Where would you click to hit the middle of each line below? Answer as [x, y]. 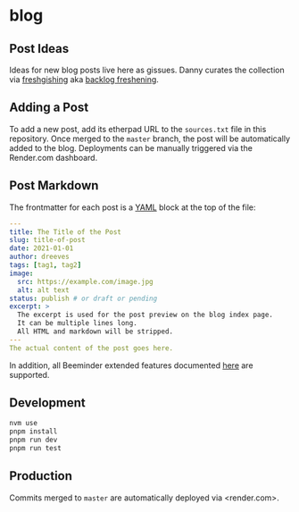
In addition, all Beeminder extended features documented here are [131, 365]
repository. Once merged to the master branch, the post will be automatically [150, 138]
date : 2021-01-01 [42, 248]
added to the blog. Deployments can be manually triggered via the [131, 147]
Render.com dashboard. [54, 157]
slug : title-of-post [48, 240]
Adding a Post [49, 108]
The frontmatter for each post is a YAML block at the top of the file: [133, 207]
